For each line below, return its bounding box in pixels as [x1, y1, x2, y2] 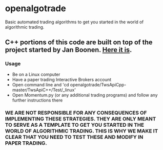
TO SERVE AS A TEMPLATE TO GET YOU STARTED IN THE [5, 121, 144, 128]
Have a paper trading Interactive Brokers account [12, 76, 111, 83]
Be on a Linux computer [12, 71, 61, 77]
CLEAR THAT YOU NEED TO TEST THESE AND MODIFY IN [5, 133, 143, 140]
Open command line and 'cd [12, 82, 69, 87]
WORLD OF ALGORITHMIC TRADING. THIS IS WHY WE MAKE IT [5, 127, 158, 134]
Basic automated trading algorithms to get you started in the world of [5, 19, 144, 25]
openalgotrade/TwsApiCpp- [70, 82, 126, 87]
